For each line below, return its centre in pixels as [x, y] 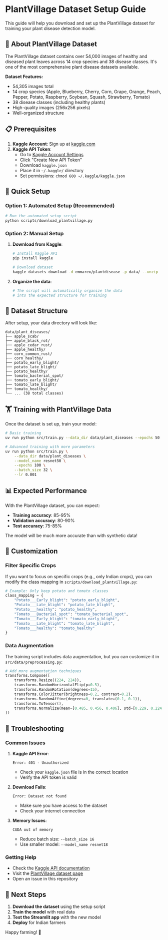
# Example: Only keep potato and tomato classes [57, 591]
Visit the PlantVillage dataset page [48, 873]
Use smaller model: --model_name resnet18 [64, 844]
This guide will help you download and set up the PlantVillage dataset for [80, 23]
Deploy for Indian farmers [39, 922]
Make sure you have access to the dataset [63, 806]
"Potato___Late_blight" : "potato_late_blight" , [64, 605]
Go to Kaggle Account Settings [52, 154]
